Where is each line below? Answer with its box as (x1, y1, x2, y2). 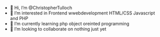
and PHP (10, 15, 29, 21)
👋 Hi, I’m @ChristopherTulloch (10, 5, 72, 10)
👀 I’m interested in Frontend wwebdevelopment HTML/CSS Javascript (10, 10, 155, 16)
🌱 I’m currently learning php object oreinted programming (10, 20, 130, 26)
